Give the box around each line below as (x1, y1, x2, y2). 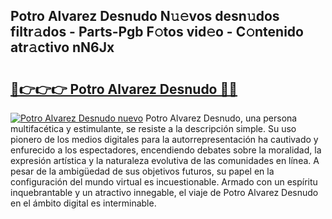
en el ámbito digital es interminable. (10, 197, 157, 209)
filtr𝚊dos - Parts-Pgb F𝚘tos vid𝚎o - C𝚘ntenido (10, 24, 304, 41)
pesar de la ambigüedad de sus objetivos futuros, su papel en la (10, 165, 275, 177)
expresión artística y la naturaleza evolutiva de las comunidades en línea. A (10, 155, 320, 166)
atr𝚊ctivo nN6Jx (10, 39, 115, 56)
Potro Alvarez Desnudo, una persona (145, 112, 298, 124)
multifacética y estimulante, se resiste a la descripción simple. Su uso (10, 123, 297, 134)
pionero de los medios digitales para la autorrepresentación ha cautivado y (10, 134, 319, 145)
